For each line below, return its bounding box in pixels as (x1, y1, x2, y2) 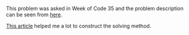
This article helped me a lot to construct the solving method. (6, 23, 152, 29)
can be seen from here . (6, 11, 63, 18)
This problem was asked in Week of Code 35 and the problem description (6, 5, 184, 12)
